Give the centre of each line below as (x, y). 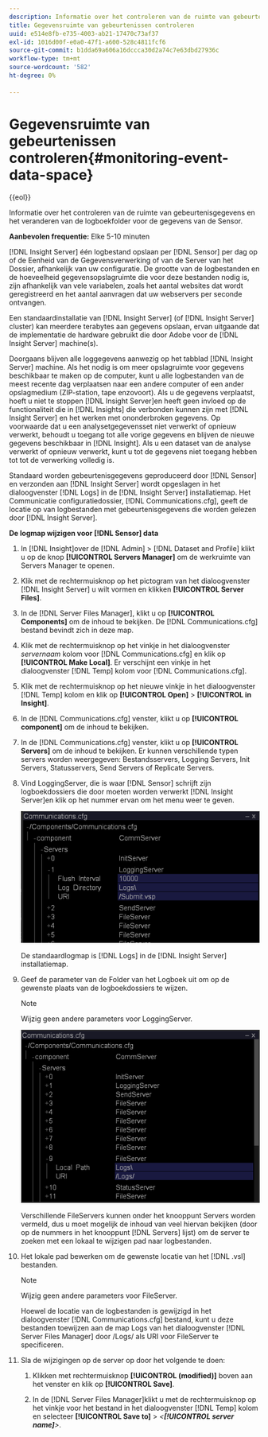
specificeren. (42, 1345)
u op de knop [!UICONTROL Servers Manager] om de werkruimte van (136, 557)
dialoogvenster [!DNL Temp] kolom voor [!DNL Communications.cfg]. (134, 670)
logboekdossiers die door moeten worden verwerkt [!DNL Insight (127, 791)
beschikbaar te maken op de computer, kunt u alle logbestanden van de (127, 375)
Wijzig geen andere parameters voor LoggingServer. (107, 1019)
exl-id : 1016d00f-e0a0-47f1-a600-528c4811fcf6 (87, 42)
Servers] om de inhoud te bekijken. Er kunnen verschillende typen (129, 751)
